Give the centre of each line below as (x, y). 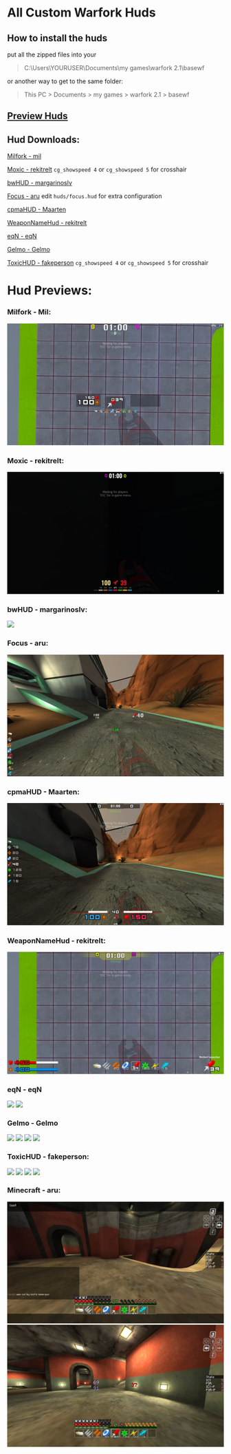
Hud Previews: (50, 291)
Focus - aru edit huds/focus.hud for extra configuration (85, 196)
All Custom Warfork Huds (81, 13)
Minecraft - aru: (34, 1190)
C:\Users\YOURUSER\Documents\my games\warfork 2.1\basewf (114, 68)
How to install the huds (57, 38)
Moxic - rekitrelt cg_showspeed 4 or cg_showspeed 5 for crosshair (97, 169)
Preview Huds (37, 116)
